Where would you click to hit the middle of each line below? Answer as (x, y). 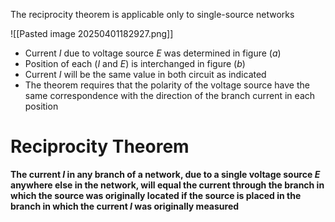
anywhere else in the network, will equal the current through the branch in (167, 185)
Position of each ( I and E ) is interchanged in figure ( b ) (135, 63)
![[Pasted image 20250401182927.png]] (92, 33)
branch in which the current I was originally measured (125, 206)
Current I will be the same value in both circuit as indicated (145, 74)
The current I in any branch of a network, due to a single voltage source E (165, 174)
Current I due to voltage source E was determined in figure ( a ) (153, 53)
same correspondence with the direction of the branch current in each (170, 95)
